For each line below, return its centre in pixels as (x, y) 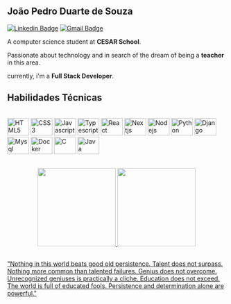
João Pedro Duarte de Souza (70, 11)
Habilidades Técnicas (55, 98)
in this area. (24, 62)
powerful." (22, 294)
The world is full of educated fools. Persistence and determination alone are (115, 286)
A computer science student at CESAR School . (74, 42)
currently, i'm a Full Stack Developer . (61, 76)
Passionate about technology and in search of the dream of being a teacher (115, 55)
